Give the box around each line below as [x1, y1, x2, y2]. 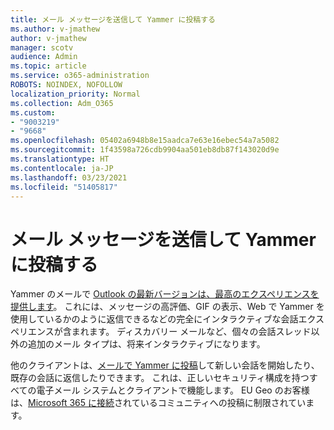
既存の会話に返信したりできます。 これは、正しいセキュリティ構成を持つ [10, 372, 310, 384]
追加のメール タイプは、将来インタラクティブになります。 [27, 338, 266, 350]
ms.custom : [10, 107, 56, 118]
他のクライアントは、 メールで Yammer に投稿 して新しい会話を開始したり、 [10, 359, 320, 371]
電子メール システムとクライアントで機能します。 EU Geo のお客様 [36, 384, 310, 396]
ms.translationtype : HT [10, 154, 110, 164]
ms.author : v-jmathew [10, 24, 101, 34]
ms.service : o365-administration [10, 71, 150, 81]
